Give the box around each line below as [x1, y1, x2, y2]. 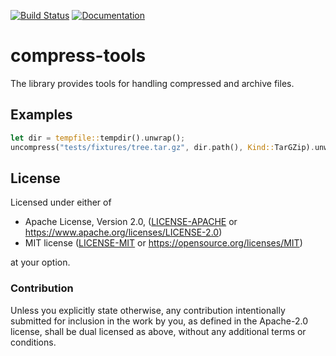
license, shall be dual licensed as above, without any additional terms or [10, 325, 307, 337]
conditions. [10, 336, 57, 348]
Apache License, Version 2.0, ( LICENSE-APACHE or [24, 216, 238, 228]
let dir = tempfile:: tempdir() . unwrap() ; [10, 133, 186, 143]
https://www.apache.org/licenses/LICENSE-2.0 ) [24, 226, 223, 239]
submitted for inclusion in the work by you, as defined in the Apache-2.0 [10, 315, 308, 327]
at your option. [10, 256, 71, 269]
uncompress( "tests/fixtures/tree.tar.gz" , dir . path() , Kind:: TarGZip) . [10, 142, 315, 152]
